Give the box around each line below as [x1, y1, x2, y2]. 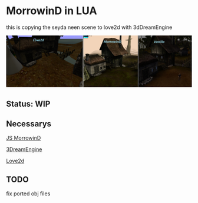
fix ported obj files [6, 190, 51, 197]
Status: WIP [6, 99, 51, 109]
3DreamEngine [6, 146, 42, 153]
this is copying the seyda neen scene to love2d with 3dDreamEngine [6, 24, 173, 31]
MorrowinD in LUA [6, 4, 97, 18]
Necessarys [6, 119, 52, 129]
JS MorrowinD [6, 135, 41, 142]
